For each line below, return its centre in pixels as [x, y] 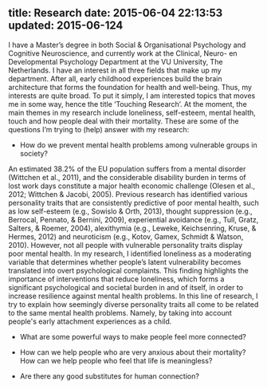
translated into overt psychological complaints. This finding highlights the [128, 270]
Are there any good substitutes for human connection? [109, 376]
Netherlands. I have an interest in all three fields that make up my [115, 70]
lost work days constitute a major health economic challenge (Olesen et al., [132, 186]
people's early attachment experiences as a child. [90, 321]
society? [34, 153]
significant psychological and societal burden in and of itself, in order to [126, 287]
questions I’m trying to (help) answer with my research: [99, 129]
